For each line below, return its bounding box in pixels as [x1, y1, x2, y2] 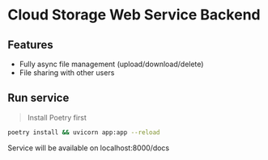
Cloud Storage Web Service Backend [7, 6, 261, 24]
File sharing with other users [19, 68, 115, 78]
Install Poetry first [27, 112, 87, 122]
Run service [7, 91, 70, 105]
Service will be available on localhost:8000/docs [7, 143, 170, 153]
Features [7, 38, 53, 52]
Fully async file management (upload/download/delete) [19, 59, 204, 69]
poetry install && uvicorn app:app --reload [7, 128, 160, 137]
